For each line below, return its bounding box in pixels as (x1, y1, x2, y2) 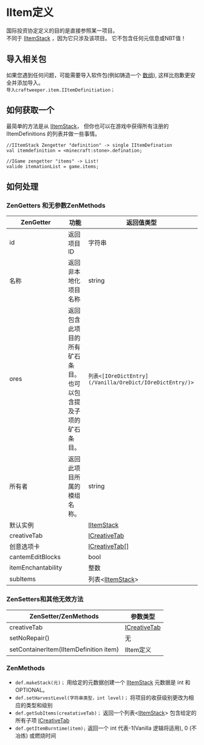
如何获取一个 (6, 105, 55, 116)
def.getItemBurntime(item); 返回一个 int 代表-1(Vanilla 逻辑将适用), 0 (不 (15, 724, 197, 732)
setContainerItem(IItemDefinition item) (9, 645, 120, 654)
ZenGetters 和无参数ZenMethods (6, 201, 106, 210)
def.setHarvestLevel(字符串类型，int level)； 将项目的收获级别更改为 (15, 694, 189, 701)
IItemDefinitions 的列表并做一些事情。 (6, 130, 101, 137)
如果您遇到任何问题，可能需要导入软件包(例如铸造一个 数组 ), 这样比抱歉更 (6, 71, 191, 79)
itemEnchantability (9, 563, 63, 572)
